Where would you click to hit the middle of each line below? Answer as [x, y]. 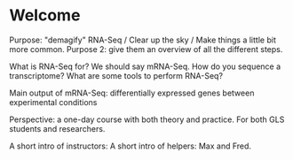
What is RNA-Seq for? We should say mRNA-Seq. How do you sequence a [145, 66]
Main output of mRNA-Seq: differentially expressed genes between [132, 93]
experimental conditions [53, 102]
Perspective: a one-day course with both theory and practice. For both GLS [147, 119]
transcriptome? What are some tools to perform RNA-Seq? [116, 75]
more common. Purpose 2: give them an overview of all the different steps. [146, 49]
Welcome [45, 15]
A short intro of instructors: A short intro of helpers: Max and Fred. [130, 146]
